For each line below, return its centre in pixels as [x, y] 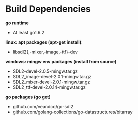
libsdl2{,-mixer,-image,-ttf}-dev [45, 52]
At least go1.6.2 [28, 32]
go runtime [17, 23]
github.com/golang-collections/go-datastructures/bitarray [73, 112]
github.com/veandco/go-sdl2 [43, 106]
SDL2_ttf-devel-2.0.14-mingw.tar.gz [49, 87]
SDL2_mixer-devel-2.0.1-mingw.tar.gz [51, 82]
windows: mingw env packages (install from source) [61, 61]
